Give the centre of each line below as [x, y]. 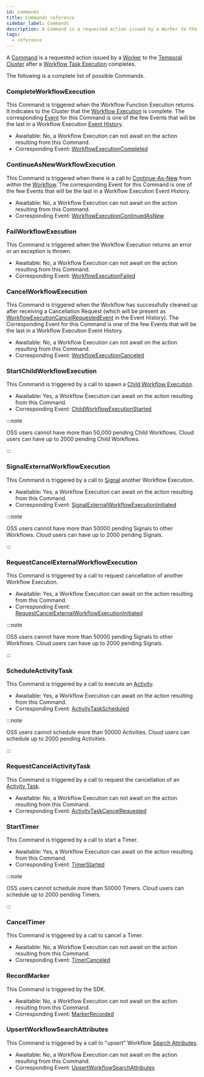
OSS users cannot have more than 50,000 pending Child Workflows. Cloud [100, 433]
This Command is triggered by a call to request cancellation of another [95, 576]
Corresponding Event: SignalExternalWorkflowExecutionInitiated [96, 504]
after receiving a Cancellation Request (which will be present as [86, 312]
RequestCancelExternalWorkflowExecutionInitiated [79, 613]
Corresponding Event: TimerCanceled [63, 960]
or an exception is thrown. [39, 251]
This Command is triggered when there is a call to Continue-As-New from [99, 178]
